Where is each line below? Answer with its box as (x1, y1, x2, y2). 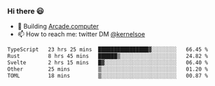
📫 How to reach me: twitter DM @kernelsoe (17, 30, 146, 38)
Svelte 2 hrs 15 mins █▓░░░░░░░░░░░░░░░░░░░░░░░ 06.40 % (7, 59, 209, 66)
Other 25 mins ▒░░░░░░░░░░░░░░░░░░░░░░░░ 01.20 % (7, 66, 209, 73)
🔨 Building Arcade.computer (17, 22, 99, 31)
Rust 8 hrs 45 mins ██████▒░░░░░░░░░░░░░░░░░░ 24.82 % (7, 52, 209, 60)
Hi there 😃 (7, 6, 44, 16)
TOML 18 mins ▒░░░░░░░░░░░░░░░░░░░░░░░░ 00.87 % (7, 72, 209, 79)
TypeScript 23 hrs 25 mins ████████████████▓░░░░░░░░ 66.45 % (7, 46, 209, 53)
